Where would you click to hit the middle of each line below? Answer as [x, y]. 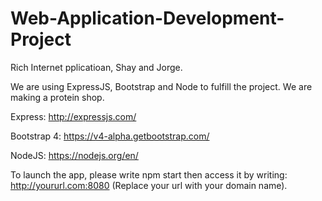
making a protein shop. [57, 97]
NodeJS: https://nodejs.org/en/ [74, 155]
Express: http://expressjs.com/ [73, 116]
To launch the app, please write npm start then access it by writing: [149, 174]
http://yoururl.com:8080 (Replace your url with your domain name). [149, 185]
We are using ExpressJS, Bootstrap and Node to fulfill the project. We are [161, 86]
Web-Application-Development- [147, 18]
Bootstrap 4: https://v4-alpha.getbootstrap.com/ [110, 136]
